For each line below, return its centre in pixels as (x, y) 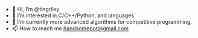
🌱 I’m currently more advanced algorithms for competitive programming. (102, 22)
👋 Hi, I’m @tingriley (36, 9)
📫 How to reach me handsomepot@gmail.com (70, 28)
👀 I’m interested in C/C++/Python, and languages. (74, 15)
